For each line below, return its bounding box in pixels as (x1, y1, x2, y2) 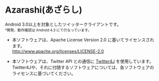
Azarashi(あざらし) (5, 4, 82, 16)
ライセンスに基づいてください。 (12, 70, 76, 76)
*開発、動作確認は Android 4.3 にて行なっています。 (5, 28, 92, 32)
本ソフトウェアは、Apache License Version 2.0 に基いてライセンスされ (12, 37, 154, 43)
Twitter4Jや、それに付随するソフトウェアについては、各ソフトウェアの (12, 64, 154, 70)
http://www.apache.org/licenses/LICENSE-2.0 (12, 48, 104, 54)
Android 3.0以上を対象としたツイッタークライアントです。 (5, 21, 121, 27)
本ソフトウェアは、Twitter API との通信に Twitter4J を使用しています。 (12, 58, 154, 64)
